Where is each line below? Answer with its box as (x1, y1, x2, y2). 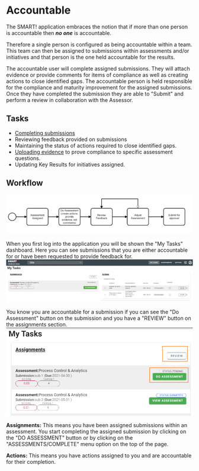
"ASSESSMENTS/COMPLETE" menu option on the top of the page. (6, 441, 169, 448)
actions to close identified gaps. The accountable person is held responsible (6, 78, 192, 85)
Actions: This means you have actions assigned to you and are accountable (6, 452, 192, 459)
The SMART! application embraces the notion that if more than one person (6, 23, 188, 30)
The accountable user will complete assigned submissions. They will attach (6, 65, 191, 72)
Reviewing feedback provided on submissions (14, 136, 127, 143)
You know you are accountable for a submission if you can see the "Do (6, 309, 179, 316)
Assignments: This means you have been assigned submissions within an (6, 422, 188, 429)
